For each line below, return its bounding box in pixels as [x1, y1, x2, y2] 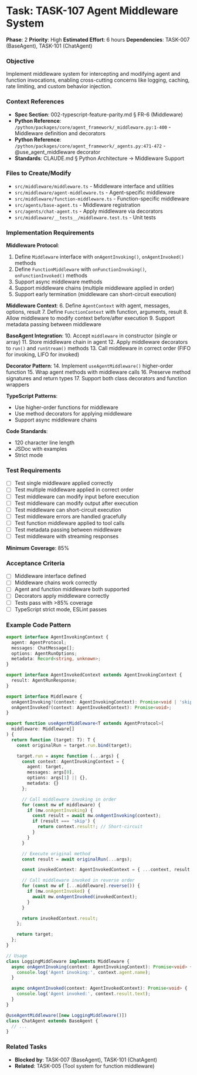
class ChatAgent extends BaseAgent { [6, 1018, 98, 1024]
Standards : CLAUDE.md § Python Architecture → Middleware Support [14, 155, 185, 162]
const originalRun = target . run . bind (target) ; [16, 742, 133, 748]
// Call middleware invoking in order [21, 796, 117, 802]
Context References [6, 98, 64, 106]
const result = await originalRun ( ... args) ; [21, 856, 133, 862]
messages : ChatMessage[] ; [11, 645, 75, 651]
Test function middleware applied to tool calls [14, 519, 125, 527]
